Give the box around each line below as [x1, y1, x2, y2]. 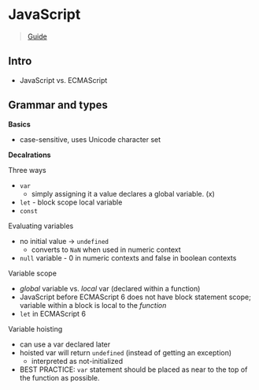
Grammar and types [8, 99, 109, 112]
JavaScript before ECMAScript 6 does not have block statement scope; [19, 292, 252, 302]
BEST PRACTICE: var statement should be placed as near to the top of [19, 365, 248, 374]
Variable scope [8, 268, 57, 278]
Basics [8, 119, 31, 129]
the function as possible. [19, 373, 100, 382]
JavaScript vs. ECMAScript [19, 75, 108, 84]
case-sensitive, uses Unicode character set [19, 134, 161, 144]
